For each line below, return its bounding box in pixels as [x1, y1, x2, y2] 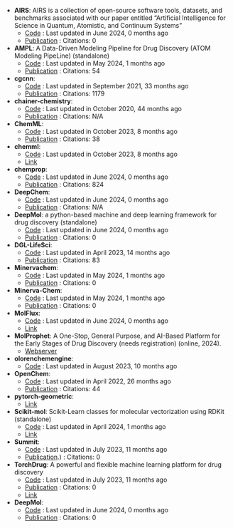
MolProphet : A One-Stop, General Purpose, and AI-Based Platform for [13, 331, 220, 340]
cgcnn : [13, 74, 36, 83]
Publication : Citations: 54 [24, 67, 101, 75]
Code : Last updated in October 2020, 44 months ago [24, 105, 183, 113]
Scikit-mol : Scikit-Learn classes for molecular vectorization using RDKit [13, 408, 225, 415]
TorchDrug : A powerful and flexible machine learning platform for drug [13, 460, 222, 469]
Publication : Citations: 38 [24, 135, 101, 143]
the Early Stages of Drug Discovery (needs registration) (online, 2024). [13, 339, 222, 348]
